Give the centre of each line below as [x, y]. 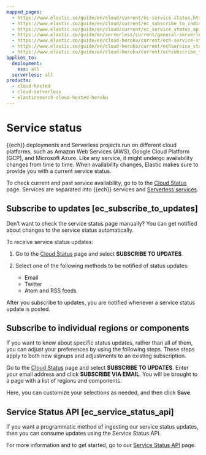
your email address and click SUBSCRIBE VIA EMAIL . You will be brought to [102, 374]
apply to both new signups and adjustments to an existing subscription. [96, 356]
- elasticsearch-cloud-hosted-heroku [60, 97]
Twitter [33, 284]
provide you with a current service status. [59, 171]
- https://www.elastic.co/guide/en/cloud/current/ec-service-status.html [108, 18]
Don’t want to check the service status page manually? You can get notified [102, 223]
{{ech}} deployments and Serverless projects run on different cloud [91, 145]
